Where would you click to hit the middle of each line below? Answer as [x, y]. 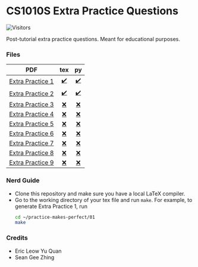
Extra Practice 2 [32, 94]
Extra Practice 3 [32, 104]
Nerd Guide [23, 181]
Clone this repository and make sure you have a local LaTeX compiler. [100, 193]
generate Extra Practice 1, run [51, 206]
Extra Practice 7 [32, 143]
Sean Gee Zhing [34, 257]
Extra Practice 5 [32, 124]
